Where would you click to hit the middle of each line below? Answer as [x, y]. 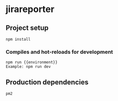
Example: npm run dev [28, 67]
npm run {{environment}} [32, 62]
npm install [18, 39]
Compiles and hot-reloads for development [60, 52]
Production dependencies [47, 82]
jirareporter [30, 9]
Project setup [27, 28]
